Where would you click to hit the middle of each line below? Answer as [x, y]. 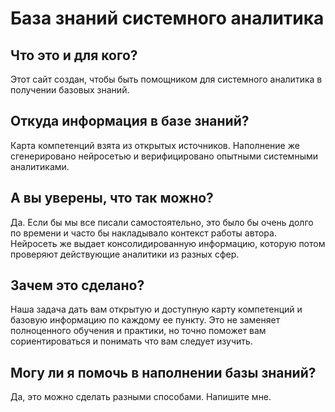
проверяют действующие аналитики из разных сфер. [125, 254]
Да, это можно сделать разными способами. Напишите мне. [141, 397]
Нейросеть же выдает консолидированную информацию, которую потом [168, 243]
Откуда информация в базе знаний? [130, 121]
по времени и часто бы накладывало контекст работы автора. [143, 233]
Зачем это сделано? [77, 285]
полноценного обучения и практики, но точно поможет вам [138, 331]
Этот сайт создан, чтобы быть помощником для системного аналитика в [166, 79]
